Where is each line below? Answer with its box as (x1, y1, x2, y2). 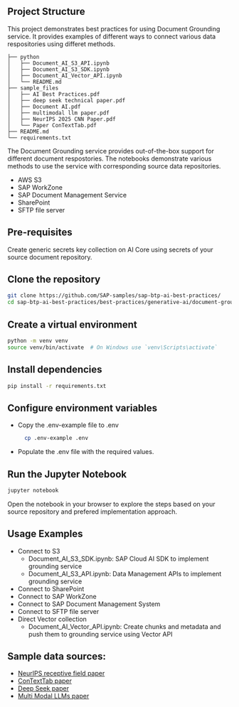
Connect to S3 (17, 546, 60, 555)
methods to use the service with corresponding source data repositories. (7, 161, 221, 170)
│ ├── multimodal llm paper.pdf (7, 109, 110, 117)
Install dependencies (7, 364, 102, 376)
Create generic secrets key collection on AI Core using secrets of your (7, 245, 213, 254)
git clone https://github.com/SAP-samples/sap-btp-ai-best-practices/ (7, 292, 221, 299)
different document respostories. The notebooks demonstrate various (7, 154, 212, 163)
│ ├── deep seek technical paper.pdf (7, 97, 126, 104)
